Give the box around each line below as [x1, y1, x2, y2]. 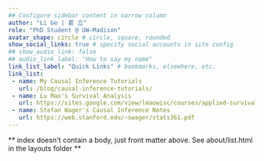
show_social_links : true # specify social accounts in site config [8, 41, 234, 49]
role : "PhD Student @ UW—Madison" [8, 26, 122, 34]
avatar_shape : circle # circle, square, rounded [8, 33, 170, 42]
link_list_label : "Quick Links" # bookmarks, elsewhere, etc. [8, 63, 216, 71]
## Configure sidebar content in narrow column [8, 11, 167, 20]
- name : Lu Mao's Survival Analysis [11, 92, 132, 100]
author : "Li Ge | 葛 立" [8, 19, 87, 27]
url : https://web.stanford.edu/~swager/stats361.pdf [18, 114, 195, 122]
